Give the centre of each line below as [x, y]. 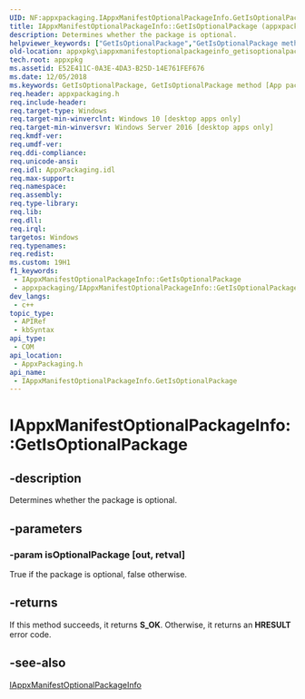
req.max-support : [42, 178]
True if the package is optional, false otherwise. [98, 574]
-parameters [46, 529]
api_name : [28, 372]
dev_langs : [30, 296]
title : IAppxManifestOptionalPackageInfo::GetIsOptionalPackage [133, 26]
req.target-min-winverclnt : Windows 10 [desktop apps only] [126, 119]
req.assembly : [36, 195]
